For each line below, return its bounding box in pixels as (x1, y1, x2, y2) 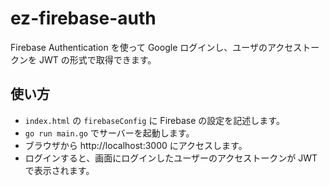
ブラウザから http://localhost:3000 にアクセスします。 (24, 139, 248, 151)
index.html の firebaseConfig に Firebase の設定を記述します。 (24, 114, 285, 126)
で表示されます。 (24, 164, 95, 176)
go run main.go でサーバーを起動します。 (24, 127, 195, 139)
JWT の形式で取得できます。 (38, 53, 157, 66)
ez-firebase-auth (10, 7, 157, 30)
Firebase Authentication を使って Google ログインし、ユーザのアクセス (10, 41, 303, 53)
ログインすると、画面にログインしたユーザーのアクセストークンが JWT (24, 152, 318, 164)
